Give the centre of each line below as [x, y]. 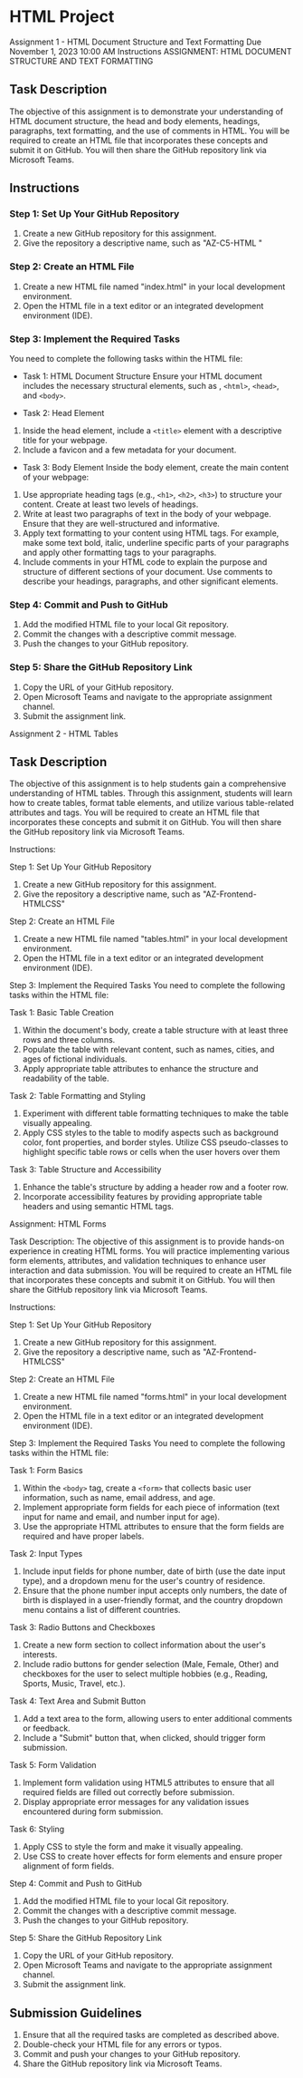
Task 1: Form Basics [46, 1471]
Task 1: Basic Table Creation [62, 1013]
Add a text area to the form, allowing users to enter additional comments [157, 1719]
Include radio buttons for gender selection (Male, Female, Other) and [150, 1665]
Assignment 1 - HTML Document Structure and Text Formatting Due [136, 42]
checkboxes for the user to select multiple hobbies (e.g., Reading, [145, 1674]
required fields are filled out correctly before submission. [128, 1792]
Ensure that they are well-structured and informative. [121, 524]
